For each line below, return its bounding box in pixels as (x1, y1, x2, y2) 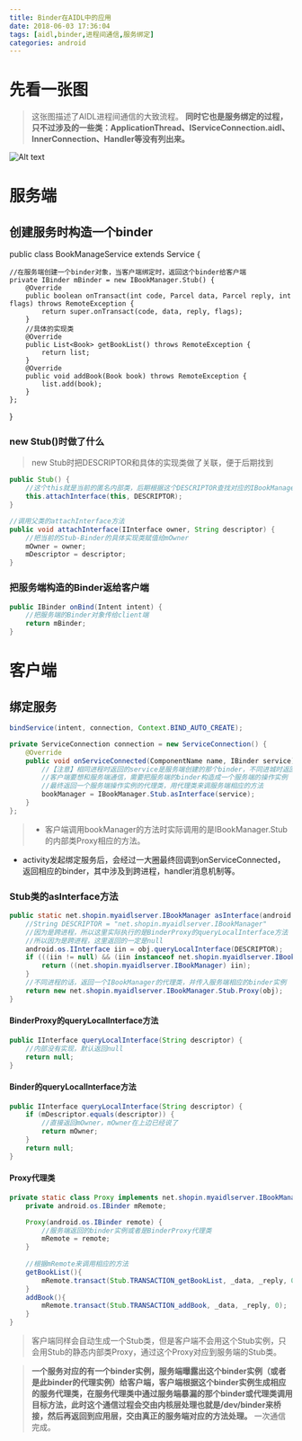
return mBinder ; (25, 619, 87, 628)
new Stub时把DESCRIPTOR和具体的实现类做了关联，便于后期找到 (31, 458, 274, 468)
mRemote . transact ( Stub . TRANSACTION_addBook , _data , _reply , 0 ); (41, 1301, 288, 1311)
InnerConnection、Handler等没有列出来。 (31, 134, 191, 145)
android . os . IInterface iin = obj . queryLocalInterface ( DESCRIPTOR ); (25, 945, 283, 954)
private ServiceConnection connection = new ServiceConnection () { (9, 739, 268, 749)
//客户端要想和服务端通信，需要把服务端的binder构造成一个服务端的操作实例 (41, 773, 289, 782)
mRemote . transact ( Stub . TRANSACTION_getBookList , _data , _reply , (41, 1276, 288, 1285)
